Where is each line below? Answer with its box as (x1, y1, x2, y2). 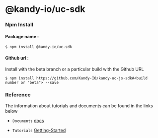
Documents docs (12, 118, 44, 124)
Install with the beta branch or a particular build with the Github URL (5, 66, 144, 72)
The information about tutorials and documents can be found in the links (5, 103, 153, 109)
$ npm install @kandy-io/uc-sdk (5, 45, 72, 50)
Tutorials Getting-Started (12, 127, 66, 133)
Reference (5, 91, 31, 98)
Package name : (5, 33, 39, 39)
